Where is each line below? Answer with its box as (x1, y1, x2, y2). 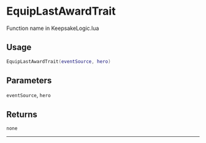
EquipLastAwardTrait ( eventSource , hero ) (6, 58, 112, 65)
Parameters (6, 75, 52, 86)
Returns (6, 109, 38, 120)
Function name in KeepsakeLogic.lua (6, 24, 99, 32)
